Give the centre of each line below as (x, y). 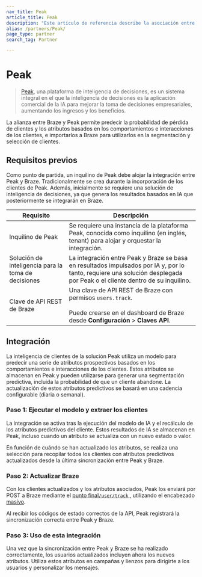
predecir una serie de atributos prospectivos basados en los (81, 362)
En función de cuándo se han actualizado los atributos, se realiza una (92, 447)
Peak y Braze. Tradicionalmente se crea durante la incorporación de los (95, 181)
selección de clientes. (33, 141)
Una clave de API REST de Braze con (121, 290)
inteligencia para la (36, 265)
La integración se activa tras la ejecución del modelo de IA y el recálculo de (100, 423)
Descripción (131, 215)
